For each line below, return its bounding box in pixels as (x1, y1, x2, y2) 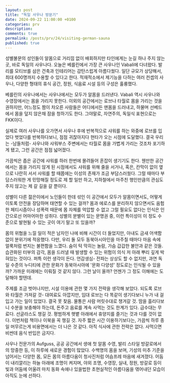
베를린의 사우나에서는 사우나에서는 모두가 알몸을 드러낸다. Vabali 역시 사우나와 (5, 91, 160, 97)
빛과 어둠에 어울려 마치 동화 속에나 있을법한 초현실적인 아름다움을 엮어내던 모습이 (5, 366, 165, 372)
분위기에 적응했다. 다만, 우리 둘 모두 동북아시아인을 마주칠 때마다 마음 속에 (14, 236, 161, 242)
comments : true (5, 31, 38, 36)
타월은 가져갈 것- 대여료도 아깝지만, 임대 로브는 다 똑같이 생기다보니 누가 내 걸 (10, 291, 164, 298)
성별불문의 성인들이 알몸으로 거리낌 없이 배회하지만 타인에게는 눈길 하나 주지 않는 (5, 55, 165, 61)
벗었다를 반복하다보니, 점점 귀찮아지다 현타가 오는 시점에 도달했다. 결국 (14, 134, 154, 140)
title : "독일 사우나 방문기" (5, 12, 58, 17)
